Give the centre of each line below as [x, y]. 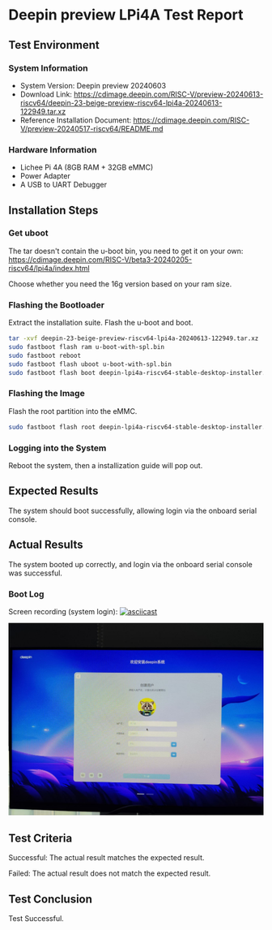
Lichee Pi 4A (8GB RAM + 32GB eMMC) [87, 167]
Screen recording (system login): [63, 611]
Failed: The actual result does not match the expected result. [110, 873]
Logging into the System [57, 448]
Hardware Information [53, 149]
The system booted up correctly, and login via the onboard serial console [130, 564]
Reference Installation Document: [76, 120]
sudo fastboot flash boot [52, 372]
